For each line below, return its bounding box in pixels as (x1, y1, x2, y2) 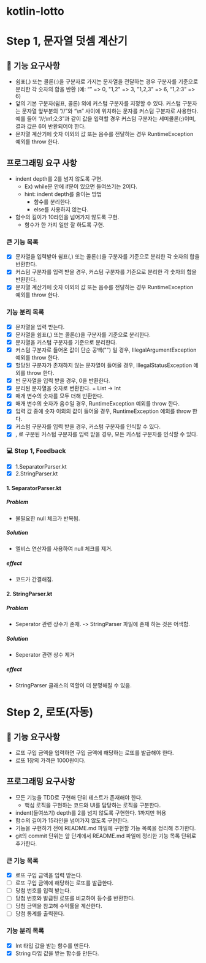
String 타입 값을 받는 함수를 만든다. (15, 950, 99, 957)
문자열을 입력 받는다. (15, 323, 65, 330)
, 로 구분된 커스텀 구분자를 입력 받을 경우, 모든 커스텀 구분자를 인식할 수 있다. (15, 431, 198, 438)
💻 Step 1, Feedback (6, 447, 66, 455)
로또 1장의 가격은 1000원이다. (15, 757, 86, 764)
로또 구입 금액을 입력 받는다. (15, 872, 83, 879)
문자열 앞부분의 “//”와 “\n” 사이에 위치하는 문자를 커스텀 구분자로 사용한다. (21, 107, 199, 115)
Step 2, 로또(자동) (6, 706, 94, 719)
